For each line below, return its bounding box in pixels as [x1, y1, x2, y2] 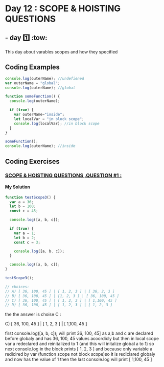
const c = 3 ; [14, 240, 41, 245]
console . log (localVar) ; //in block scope [14, 121, 99, 126]
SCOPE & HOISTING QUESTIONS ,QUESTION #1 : [5, 172, 122, 179]
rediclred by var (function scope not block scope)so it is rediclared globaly [5, 351, 156, 357]
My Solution [5, 184, 30, 190]
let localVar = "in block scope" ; [14, 116, 84, 122]
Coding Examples [5, 63, 60, 72]
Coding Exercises [5, 157, 60, 166]
